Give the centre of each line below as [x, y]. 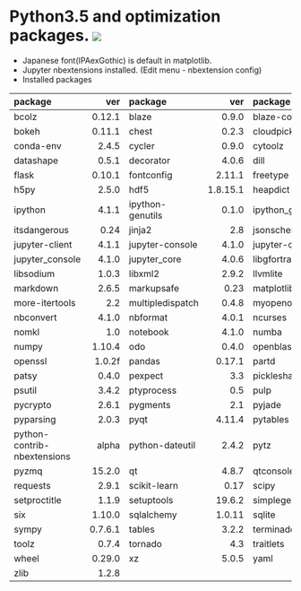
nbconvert [35, 317]
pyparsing [35, 419]
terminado [274, 529]
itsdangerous [42, 230]
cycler [142, 145]
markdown [36, 288]
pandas [145, 361]
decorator [150, 161]
